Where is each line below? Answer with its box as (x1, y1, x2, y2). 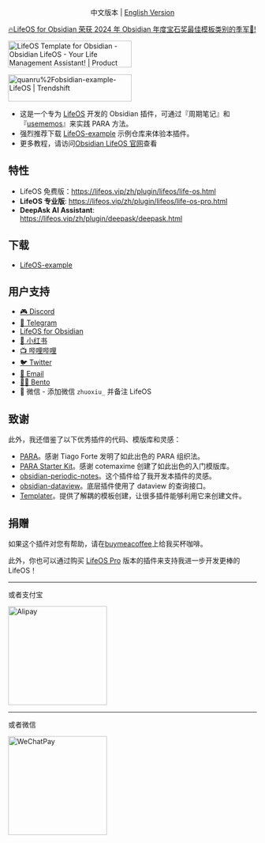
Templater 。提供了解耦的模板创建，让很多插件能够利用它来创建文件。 (19, 491, 246, 501)
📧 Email (19, 369, 45, 379)
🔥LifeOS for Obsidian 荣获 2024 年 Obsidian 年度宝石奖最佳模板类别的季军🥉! (8, 25, 256, 34)
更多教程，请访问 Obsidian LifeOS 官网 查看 (19, 138, 158, 148)
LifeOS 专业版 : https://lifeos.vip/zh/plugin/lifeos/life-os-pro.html (19, 196, 228, 206)
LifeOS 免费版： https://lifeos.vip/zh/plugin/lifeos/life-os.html (19, 186, 217, 196)
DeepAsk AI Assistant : (19, 205, 95, 214)
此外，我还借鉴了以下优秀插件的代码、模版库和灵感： (8, 435, 181, 444)
